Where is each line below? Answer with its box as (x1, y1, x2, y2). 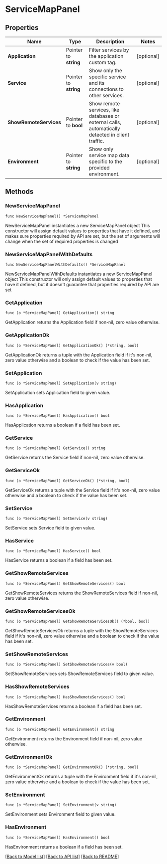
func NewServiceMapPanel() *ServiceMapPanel (5, 213, 99, 219)
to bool (66, 122, 83, 129)
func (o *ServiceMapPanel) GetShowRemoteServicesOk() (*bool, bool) (5, 619, 150, 624)
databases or (88, 113, 120, 119)
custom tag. (88, 59, 117, 66)
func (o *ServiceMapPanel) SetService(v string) (5, 516, 108, 521)
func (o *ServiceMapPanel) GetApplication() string (5, 311, 114, 316)
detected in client (88, 131, 130, 138)
